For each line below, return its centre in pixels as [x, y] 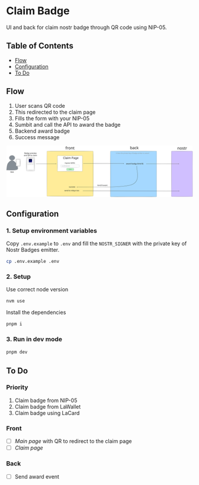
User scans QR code [40, 105]
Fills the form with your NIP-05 [52, 118]
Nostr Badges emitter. [33, 250]
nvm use [16, 301]
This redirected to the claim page [55, 112]
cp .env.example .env [33, 262]
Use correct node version [37, 290]
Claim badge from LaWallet [48, 406]
